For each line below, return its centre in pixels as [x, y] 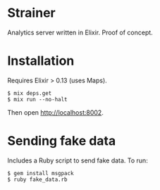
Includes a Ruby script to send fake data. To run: [78, 160]
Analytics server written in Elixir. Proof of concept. [80, 32]
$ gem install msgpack [41, 173]
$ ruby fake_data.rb [38, 179]
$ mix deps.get [30, 93]
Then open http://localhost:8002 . [55, 112]
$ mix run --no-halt [38, 99]
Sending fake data [62, 141]
